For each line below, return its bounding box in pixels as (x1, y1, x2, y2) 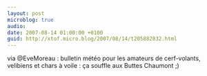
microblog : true (7, 16, 54, 23)
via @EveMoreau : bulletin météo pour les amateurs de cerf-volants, (7, 54, 201, 62)
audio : (7, 23, 26, 29)
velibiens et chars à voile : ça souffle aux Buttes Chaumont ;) (7, 62, 179, 70)
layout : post (7, 10, 45, 17)
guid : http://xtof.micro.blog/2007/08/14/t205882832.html (7, 36, 177, 42)
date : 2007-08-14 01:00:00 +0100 (7, 29, 103, 36)
